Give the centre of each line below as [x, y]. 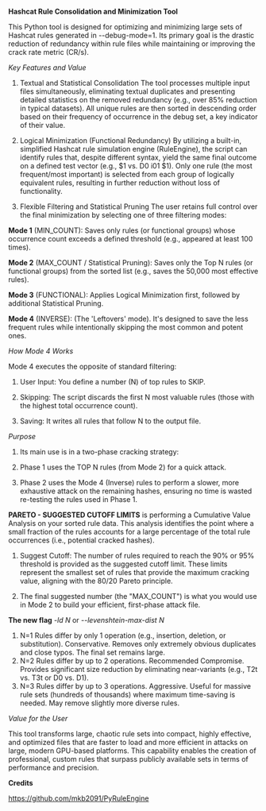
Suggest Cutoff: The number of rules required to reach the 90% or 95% [137, 556]
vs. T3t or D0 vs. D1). [54, 678]
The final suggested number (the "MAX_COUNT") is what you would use [138, 596]
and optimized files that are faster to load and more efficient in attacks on [128, 742]
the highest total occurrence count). [79, 405]
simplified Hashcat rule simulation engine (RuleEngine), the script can [133, 149]
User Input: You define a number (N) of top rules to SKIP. [113, 382]
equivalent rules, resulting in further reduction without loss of [120, 183]
